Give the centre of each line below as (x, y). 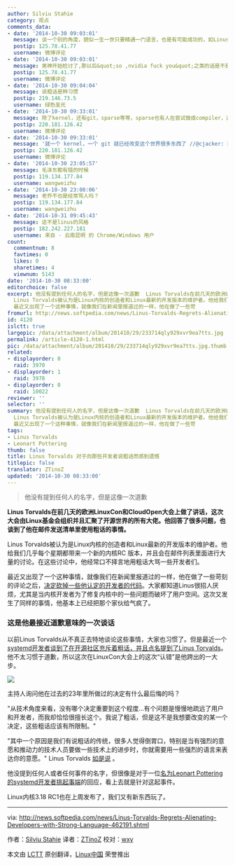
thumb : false (26, 450)
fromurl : (20, 313)
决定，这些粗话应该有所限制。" (52, 726)
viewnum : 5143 (34, 274)
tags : (15, 430)
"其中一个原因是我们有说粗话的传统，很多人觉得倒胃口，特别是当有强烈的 (113, 741)
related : (20, 352)
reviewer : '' (26, 398)
